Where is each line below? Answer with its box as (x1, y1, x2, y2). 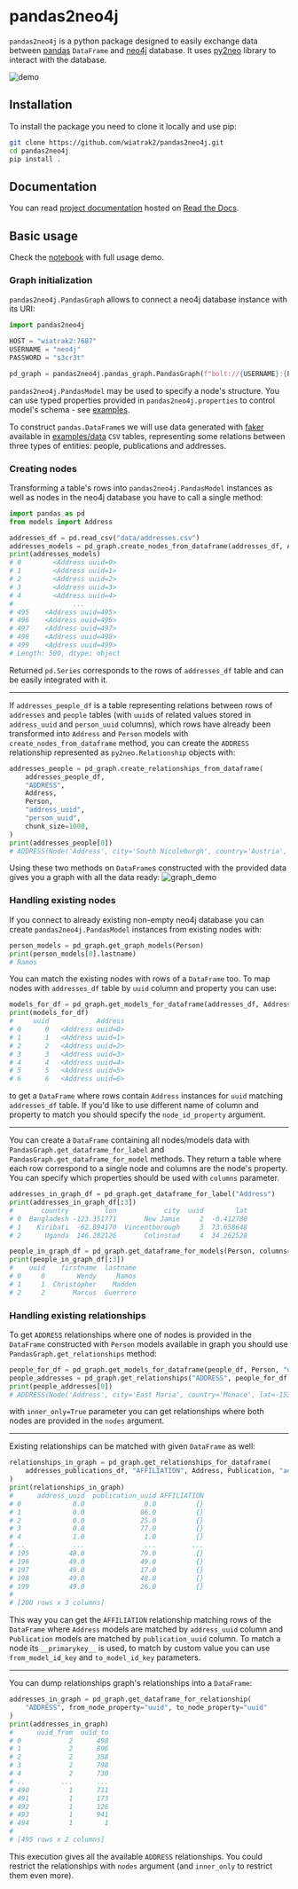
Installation (9, 98, 73, 113)
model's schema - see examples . (9, 404, 130, 414)
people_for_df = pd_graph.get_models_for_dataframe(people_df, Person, (9, 1365, 279, 1374)
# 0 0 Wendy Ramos (9, 1271, 137, 1281)
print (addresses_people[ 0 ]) (9, 838, 114, 847)
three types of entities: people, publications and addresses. (9, 440, 226, 451)
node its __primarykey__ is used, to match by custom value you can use (9, 1643, 271, 1654)
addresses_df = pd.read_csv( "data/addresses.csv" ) (9, 533, 200, 542)
